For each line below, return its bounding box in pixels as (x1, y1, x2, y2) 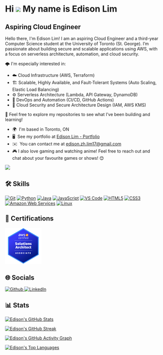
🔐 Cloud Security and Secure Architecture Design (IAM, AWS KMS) (12, 102, 146, 108)
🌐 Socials (5, 273, 35, 282)
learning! (5, 117, 23, 122)
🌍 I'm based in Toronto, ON (12, 126, 70, 132)
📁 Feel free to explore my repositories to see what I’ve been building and (5, 112, 150, 117)
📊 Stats (5, 301, 30, 309)
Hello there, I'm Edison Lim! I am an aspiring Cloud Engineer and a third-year (5, 35, 159, 41)
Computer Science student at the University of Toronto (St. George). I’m (5, 41, 149, 47)
